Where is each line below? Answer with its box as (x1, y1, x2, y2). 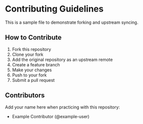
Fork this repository (12, 46, 51, 52)
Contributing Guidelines (5, 3, 104, 15)
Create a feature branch (12, 62, 60, 67)
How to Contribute (5, 33, 62, 42)
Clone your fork (12, 51, 44, 57)
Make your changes (12, 67, 52, 73)
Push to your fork (12, 72, 47, 78)
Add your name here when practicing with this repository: (5, 104, 120, 110)
